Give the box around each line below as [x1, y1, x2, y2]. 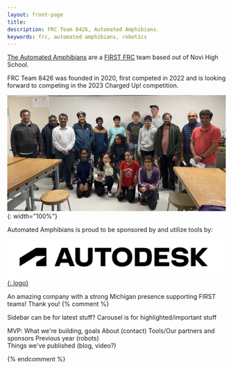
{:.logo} [7, 279, 29, 288]
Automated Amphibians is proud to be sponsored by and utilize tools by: [7, 226, 214, 234]
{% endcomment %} [7, 355, 66, 363]
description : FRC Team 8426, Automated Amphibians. [7, 26, 159, 33]
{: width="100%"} [7, 212, 58, 220]
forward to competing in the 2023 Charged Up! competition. [7, 81, 179, 90]
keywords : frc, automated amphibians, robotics [7, 33, 148, 40]
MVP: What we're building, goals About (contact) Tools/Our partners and [7, 327, 215, 335]
